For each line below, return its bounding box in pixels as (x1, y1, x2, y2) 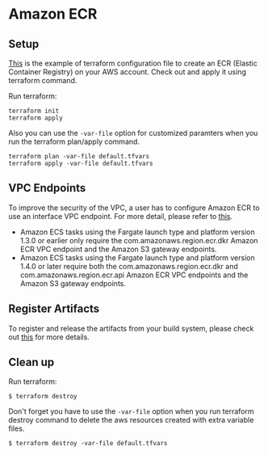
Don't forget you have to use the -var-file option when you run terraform (8, 407, 254, 416)
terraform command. (8, 76, 77, 85)
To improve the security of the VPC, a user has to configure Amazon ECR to (8, 203, 260, 213)
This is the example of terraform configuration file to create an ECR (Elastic (8, 58, 258, 68)
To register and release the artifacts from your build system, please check (8, 323, 254, 333)
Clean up (8, 356, 55, 369)
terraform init (8, 107, 60, 115)
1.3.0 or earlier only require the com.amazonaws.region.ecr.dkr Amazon (19, 235, 258, 245)
